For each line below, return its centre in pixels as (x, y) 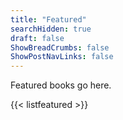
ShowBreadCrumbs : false (60, 47)
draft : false (37, 38)
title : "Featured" (48, 19)
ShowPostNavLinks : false (62, 57)
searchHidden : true (51, 29)
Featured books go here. (61, 85)
